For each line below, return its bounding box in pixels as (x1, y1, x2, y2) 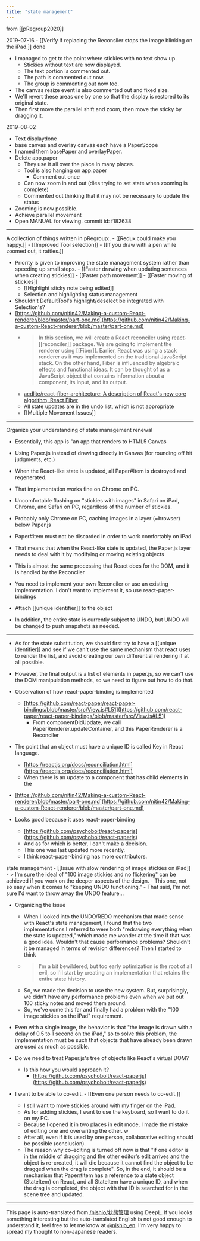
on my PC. (23, 1114, 49, 1122)
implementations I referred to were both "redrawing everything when (23, 926, 193, 933)
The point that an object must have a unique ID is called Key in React (14, 743, 183, 750)
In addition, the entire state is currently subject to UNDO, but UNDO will (14, 616, 190, 623)
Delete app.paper (14, 154, 58, 161)
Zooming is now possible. (14, 204, 78, 212)
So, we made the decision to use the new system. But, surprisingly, (23, 986, 189, 994)
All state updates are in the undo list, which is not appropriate (23, 403, 174, 410)
